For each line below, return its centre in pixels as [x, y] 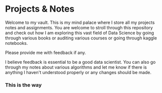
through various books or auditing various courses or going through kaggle [81, 38]
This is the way [23, 85]
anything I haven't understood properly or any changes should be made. [78, 72]
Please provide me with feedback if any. [46, 53]
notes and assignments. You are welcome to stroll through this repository [79, 27]
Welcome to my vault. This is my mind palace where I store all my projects [80, 22]
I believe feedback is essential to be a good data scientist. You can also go [81, 62]
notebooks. [16, 43]
